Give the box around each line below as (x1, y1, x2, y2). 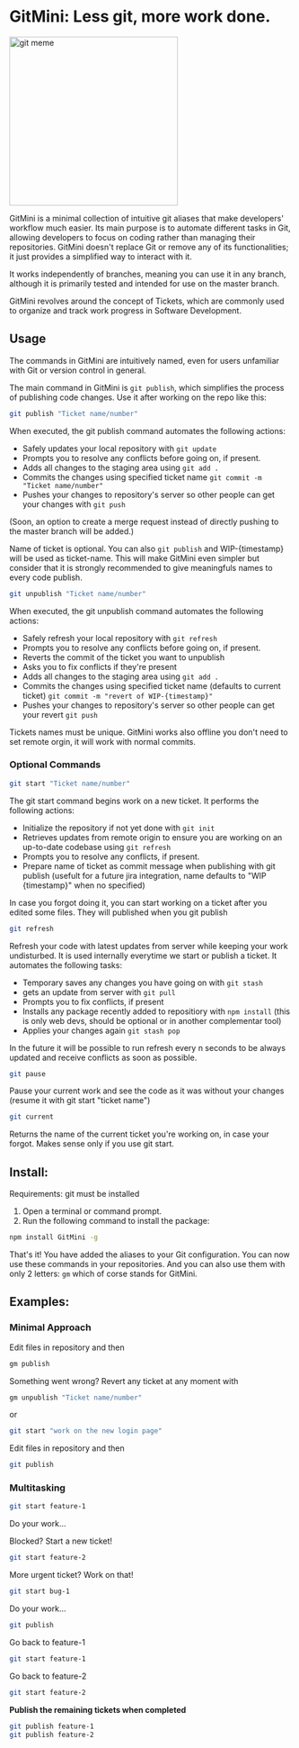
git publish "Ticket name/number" (9, 409, 139, 418)
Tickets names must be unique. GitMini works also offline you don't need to (9, 727, 289, 738)
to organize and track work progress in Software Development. (9, 304, 242, 316)
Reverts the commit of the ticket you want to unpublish (22, 651, 225, 663)
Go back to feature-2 (9, 1671, 87, 1681)
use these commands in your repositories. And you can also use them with (9, 1258, 286, 1269)
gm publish (9, 1359, 50, 1368)
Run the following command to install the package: (22, 1216, 210, 1227)
